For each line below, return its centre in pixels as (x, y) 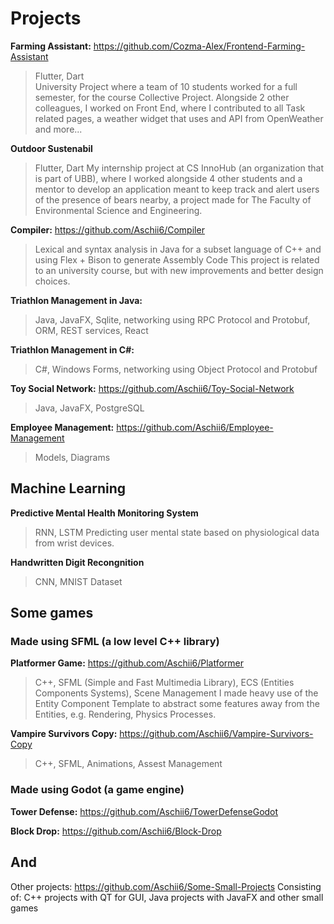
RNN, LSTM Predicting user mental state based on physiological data (177, 532)
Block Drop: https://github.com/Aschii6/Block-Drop (116, 831)
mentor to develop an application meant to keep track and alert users (177, 189)
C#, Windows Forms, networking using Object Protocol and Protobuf (176, 369)
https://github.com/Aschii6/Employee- (195, 427)
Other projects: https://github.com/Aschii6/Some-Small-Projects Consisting (166, 886)
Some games (52, 613)
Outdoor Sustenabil (51, 148)
